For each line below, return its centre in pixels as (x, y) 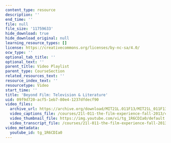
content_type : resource (31, 10)
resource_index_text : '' (32, 81)
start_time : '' (21, 90)
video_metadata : (22, 128)
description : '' (22, 15)
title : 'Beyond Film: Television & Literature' (57, 95)
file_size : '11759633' (29, 29)
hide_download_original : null (37, 39)
